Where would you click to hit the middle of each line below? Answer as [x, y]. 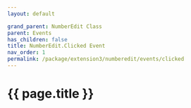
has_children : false [38, 39]
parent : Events [30, 33]
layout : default [31, 14]
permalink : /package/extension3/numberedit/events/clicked [96, 59]
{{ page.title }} [51, 94]
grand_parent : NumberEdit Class [55, 26]
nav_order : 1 [26, 53]
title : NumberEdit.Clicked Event [56, 46]
